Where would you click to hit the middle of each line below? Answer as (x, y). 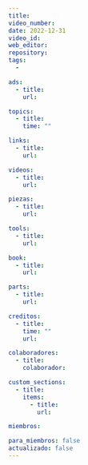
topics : (21, 111)
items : (34, 397)
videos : (21, 170)
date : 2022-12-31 (37, 30)
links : (19, 141)
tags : (17, 61)
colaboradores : (34, 353)
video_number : (32, 23)
